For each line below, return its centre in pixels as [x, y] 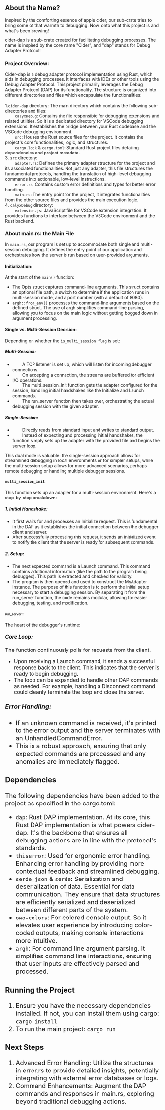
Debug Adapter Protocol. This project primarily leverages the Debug [74, 85]
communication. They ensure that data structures [88, 895]
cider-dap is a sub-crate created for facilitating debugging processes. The [81, 40]
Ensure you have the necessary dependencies [83, 1006]
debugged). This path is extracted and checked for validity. [72, 576]
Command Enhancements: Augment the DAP [81, 1086]
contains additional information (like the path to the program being [79, 571]
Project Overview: [27, 63]
